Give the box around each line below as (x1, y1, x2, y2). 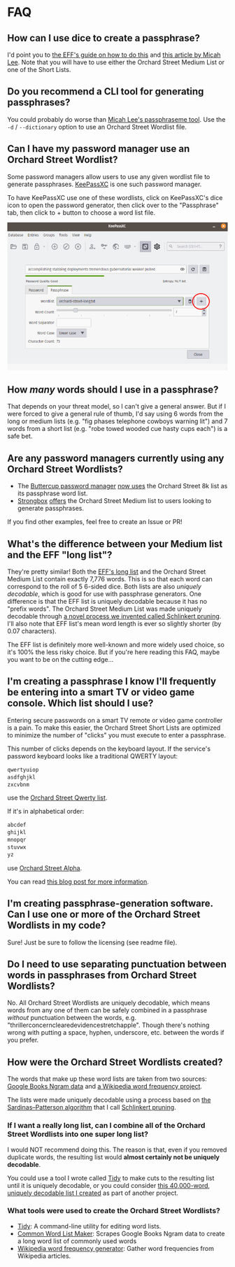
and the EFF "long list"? (7, 548, 113, 560)
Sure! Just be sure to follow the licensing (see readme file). (7, 938, 178, 947)
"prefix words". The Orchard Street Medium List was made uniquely (7, 604, 202, 613)
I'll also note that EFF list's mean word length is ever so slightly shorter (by (7, 619, 222, 628)
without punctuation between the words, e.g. (7, 1014, 136, 1022)
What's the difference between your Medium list (7, 538, 223, 550)
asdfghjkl (7, 774, 36, 781)
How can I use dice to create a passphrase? (7, 32, 201, 44)
